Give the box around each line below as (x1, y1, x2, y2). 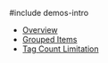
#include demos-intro (9, 8, 89, 18)
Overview (21, 25, 58, 35)
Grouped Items (21, 35, 78, 44)
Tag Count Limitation (21, 43, 99, 54)
